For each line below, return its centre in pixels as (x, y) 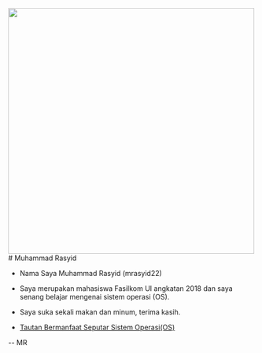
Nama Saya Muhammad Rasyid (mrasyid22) (91, 273)
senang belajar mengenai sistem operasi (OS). (94, 297)
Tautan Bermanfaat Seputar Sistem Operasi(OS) (97, 327)
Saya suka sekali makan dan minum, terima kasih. (100, 312)
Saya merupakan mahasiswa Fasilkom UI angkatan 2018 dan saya (126, 289)
